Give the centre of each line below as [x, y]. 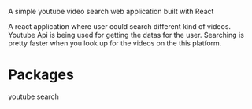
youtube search [33, 96]
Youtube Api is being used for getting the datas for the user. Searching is [126, 35]
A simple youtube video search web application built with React [111, 11]
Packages [41, 75]
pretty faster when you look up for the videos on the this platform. [115, 43]
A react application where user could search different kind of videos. [119, 26]
